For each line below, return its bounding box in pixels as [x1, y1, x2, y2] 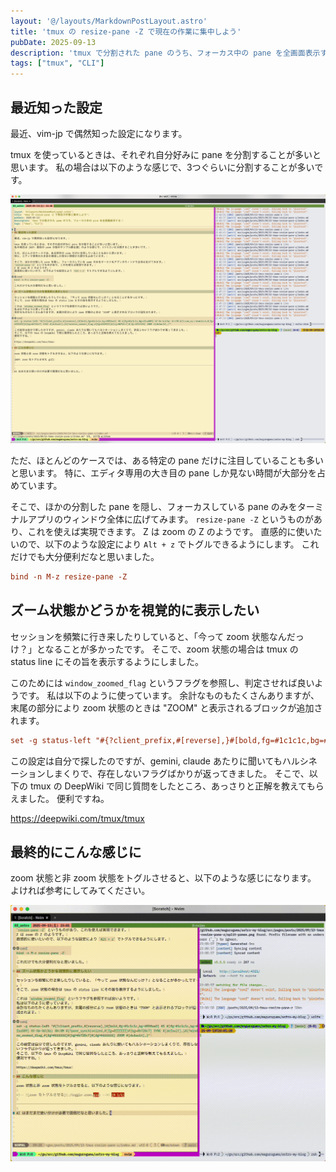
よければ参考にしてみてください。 [10, 885, 151, 897]
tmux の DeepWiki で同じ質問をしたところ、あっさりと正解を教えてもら [29, 780, 325, 792]
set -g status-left [10, 735, 92, 745]
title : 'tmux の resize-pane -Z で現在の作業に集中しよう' [10, 26, 242, 37]
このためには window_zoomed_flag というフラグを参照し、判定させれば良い [10, 676, 315, 689]
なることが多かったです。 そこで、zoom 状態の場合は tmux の [44, 643, 299, 655]
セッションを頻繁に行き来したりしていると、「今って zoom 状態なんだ [10, 630, 296, 642]
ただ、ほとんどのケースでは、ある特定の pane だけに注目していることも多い [10, 455, 324, 466]
